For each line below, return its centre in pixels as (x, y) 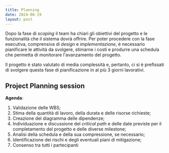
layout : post (19, 19)
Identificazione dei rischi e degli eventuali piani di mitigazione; (77, 140)
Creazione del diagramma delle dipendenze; (59, 118)
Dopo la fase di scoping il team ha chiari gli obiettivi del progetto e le (76, 34)
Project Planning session (45, 86)
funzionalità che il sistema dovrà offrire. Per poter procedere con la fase (80, 39)
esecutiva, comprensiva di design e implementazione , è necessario (75, 44)
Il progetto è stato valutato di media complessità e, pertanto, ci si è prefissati (85, 65)
